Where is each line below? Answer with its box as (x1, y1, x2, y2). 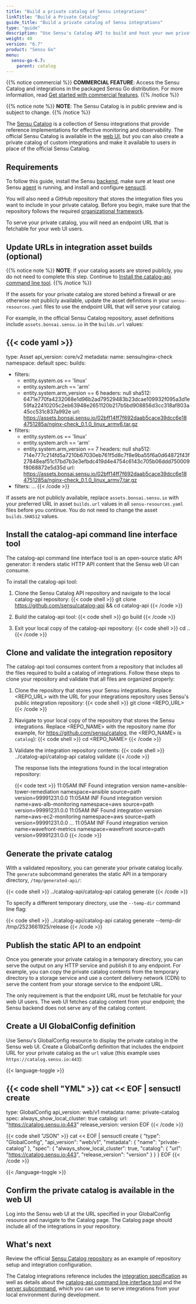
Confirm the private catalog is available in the (6, 1186, 175, 1196)
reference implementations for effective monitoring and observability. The (6, 126, 184, 133)
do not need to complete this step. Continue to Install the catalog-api (6, 273, 171, 280)
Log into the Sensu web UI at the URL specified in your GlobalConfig (6, 1210, 170, 1217)
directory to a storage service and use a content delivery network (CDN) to (6, 974, 186, 982)
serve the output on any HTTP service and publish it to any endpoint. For (6, 962, 181, 969)
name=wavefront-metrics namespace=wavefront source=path (14, 826, 165, 833)
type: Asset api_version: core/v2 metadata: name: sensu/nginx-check (6, 353, 173, 360)
